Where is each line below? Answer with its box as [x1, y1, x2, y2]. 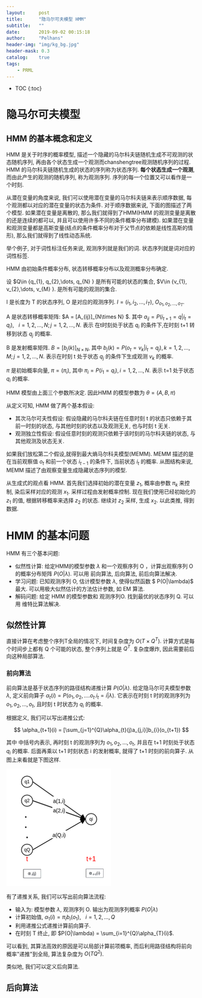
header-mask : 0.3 [6, 48, 50, 54]
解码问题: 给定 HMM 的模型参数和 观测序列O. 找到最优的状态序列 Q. [14, 593, 182, 600]
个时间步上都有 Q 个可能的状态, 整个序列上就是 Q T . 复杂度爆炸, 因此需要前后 [6, 644, 195, 653]
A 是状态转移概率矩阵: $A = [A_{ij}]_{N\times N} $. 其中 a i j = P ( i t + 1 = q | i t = [6, 313, 192, 322]
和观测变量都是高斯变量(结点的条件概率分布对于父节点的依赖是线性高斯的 [6, 224, 188, 231]
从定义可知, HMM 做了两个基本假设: [6, 402, 95, 409]
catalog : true [6, 54, 50, 60]
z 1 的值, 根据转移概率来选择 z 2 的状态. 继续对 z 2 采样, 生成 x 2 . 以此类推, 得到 [6, 497, 195, 505]
